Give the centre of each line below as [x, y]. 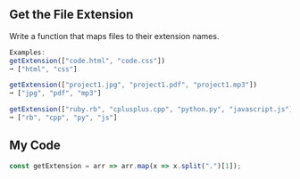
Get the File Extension [71, 15]
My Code [35, 146]
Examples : [28, 53]
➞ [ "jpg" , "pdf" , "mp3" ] [55, 94]
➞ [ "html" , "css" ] [43, 69]
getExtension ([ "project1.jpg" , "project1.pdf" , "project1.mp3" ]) [133, 85]
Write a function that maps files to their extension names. [114, 36]
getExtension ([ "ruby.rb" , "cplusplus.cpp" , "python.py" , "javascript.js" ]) [153, 110]
